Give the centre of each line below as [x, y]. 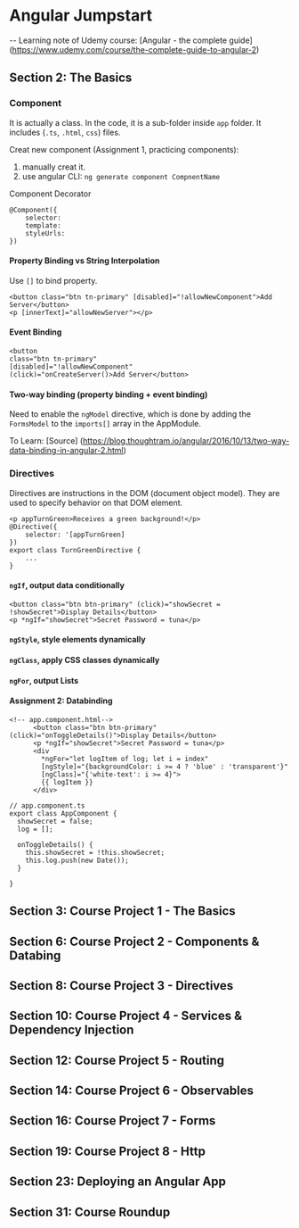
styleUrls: [45, 233]
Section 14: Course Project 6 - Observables [131, 1091]
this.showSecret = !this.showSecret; [95, 852]
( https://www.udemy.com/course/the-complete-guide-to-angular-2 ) [134, 49]
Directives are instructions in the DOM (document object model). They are [145, 493]
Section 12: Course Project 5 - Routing [117, 1060]
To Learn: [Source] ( [46, 441]
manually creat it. [54, 167]
